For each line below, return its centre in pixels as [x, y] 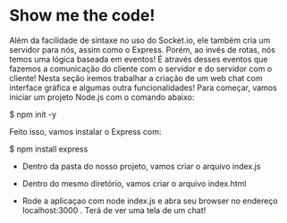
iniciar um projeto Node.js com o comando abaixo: [102, 97]
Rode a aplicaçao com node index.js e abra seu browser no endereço [150, 201]
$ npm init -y [33, 114]
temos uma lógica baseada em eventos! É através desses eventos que [139, 59]
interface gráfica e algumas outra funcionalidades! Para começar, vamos [143, 87]
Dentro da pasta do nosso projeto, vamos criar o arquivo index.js [141, 166]
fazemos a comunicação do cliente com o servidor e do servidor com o [141, 69]
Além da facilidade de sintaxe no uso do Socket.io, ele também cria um [140, 40]
